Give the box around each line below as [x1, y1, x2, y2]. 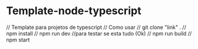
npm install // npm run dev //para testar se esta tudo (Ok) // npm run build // [6, 30, 192, 37]
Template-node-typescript [6, 4, 142, 18]
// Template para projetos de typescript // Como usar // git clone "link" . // [6, 24, 186, 31]
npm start [6, 36, 30, 43]
